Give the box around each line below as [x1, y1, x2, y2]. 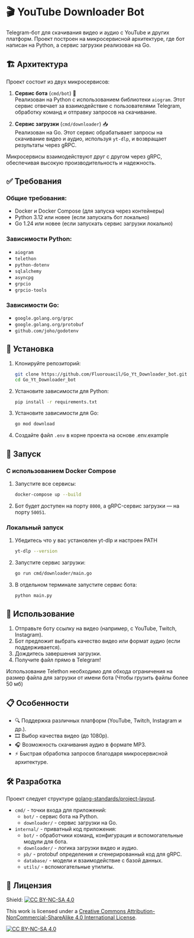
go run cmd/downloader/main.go [14, 570, 92, 577]
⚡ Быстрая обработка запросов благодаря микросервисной [14, 750, 168, 757]
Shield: [6, 896, 23, 904]
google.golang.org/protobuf [14, 322, 84, 328]
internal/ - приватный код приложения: [14, 825, 117, 833]
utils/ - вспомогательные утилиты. [23, 863, 114, 870]
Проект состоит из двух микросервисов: [6, 78, 110, 85]
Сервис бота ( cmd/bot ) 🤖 [14, 89, 77, 97]
